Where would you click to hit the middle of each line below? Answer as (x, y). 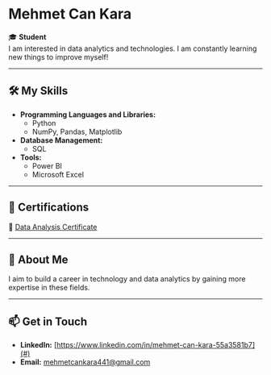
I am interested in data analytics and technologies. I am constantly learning (133, 48)
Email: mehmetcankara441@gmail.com (85, 362)
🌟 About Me (38, 259)
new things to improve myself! (58, 56)
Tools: (31, 157)
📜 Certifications (49, 208)
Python (44, 123)
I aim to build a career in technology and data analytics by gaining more (127, 279)
